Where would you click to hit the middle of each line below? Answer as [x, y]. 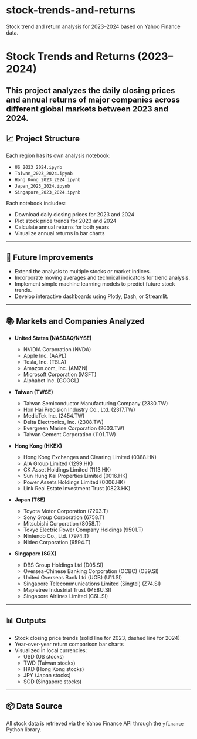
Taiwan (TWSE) [34, 392]
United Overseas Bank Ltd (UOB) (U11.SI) [73, 577]
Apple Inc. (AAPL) [45, 355]
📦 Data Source [34, 706]
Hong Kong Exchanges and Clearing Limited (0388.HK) [90, 457]
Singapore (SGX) [35, 553]
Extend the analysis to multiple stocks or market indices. [83, 272]
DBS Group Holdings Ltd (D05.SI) [63, 565]
